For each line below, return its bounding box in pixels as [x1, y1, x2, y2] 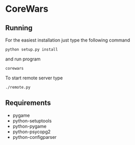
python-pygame [12, 123, 47, 129]
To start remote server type [5, 75, 63, 81]
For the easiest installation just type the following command [5, 37, 130, 43]
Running [5, 24, 33, 32]
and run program [5, 56, 41, 62]
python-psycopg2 [12, 129, 51, 135]
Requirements [5, 98, 51, 108]
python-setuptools [12, 117, 52, 123]
